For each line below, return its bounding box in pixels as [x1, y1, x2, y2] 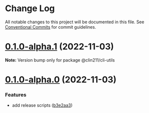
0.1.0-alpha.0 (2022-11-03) [5, 74, 116, 85]
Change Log [5, 3, 55, 14]
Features [5, 91, 27, 98]
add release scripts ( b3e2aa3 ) [12, 102, 73, 108]
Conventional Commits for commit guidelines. [5, 24, 96, 30]
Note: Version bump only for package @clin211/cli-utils [5, 57, 115, 63]
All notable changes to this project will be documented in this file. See [5, 19, 145, 25]
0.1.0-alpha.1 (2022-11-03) [5, 41, 114, 52]
